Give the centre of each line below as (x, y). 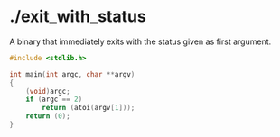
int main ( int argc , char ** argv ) (72, 74)
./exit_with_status (78, 17)
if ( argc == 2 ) (54, 100)
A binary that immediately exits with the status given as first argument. (140, 41)
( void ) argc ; (48, 91)
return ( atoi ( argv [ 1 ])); (89, 108)
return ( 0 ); (48, 116)
